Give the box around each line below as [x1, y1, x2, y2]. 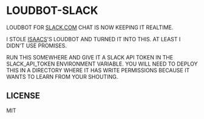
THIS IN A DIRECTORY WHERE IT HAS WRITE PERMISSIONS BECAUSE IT [6, 66, 190, 73]
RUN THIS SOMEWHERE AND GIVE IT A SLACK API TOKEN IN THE [6, 53, 174, 61]
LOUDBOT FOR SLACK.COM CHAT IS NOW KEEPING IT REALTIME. [6, 24, 174, 31]
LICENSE [6, 90, 41, 101]
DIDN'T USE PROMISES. [6, 42, 67, 49]
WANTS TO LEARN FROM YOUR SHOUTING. [6, 73, 118, 80]
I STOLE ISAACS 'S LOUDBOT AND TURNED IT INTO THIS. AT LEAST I [6, 35, 181, 42]
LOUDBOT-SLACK [6, 4, 98, 18]
